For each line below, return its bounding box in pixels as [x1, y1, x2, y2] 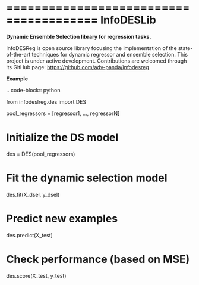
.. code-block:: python [6, 86, 61, 94]
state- [178, 44, 193, 51]
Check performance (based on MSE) [6, 252, 190, 266]
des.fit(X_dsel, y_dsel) [6, 191, 60, 198]
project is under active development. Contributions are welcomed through [6, 57, 187, 64]
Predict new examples [6, 212, 118, 225]
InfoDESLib [100, 13, 156, 27]
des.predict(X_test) [6, 231, 53, 238]
